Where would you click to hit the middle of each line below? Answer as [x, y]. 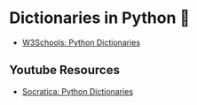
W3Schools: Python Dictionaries [81, 42]
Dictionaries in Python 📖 [100, 18]
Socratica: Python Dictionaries [78, 91]
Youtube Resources [64, 70]
